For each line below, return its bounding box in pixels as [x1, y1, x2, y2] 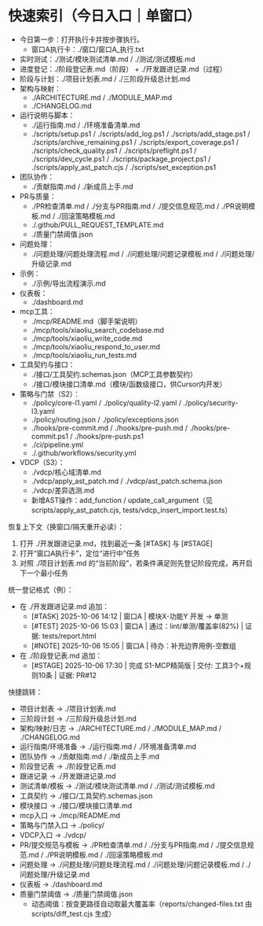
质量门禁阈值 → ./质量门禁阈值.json [19, 889, 133, 898]
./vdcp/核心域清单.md [31, 467, 102, 477]
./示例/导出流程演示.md [31, 279, 106, 288]
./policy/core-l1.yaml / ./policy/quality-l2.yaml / [31, 398, 182, 408]
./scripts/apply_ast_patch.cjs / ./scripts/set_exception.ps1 [31, 162, 217, 172]
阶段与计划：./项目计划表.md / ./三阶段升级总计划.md [19, 74, 191, 83]
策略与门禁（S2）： [19, 389, 81, 398]
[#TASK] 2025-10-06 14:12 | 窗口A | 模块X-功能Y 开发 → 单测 [31, 611, 228, 621]
